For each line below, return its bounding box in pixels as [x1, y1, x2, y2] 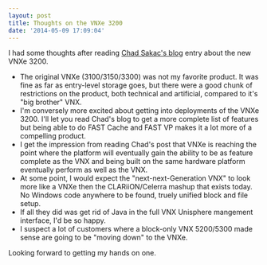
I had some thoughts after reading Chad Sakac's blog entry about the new [8, 49, 251, 58]
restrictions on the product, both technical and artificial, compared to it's [19, 89, 258, 99]
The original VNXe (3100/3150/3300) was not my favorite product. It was [19, 72, 259, 82]
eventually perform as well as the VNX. [19, 165, 148, 175]
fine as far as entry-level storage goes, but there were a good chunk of [19, 80, 253, 90]
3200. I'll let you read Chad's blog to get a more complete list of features [19, 115, 259, 124]
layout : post [8, 11, 52, 20]
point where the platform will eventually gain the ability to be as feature [19, 148, 253, 158]
